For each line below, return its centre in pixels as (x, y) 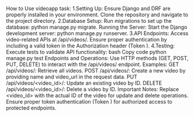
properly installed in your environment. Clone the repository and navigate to (97, 15)
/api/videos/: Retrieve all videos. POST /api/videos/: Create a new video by (96, 70)
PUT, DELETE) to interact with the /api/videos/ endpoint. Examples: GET (93, 64)
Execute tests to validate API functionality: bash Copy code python (86, 52)
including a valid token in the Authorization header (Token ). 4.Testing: (91, 46)
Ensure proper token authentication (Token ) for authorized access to (89, 101)
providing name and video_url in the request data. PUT (72, 77)
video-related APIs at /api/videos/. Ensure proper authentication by (87, 39)
